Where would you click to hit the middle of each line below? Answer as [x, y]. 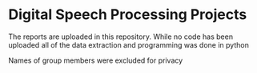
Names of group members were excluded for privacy [96, 60]
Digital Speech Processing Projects [128, 15]
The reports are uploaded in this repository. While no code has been [121, 36]
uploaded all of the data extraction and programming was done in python [129, 44]
